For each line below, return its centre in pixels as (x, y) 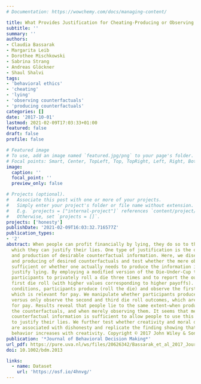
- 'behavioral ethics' (34, 84)
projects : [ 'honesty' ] (34, 222)
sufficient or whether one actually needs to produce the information (101, 267)
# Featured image (28, 150)
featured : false (26, 128)
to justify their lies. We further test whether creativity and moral (101, 322)
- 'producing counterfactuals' (45, 106)
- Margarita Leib (28, 51)
